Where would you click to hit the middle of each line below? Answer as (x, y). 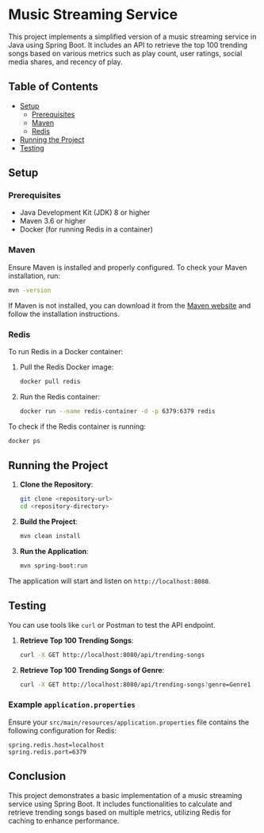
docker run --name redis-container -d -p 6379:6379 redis (117, 411)
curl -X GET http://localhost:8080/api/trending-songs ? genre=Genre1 (135, 684)
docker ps (25, 441)
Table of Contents (54, 87)
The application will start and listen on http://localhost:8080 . (109, 581)
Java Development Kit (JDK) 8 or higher (85, 212)
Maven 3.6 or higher (53, 221)
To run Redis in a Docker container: (66, 351)
